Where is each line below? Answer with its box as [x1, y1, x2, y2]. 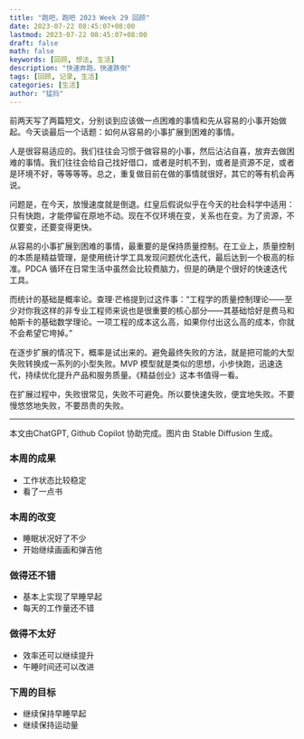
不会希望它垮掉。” [9, 327, 73, 338]
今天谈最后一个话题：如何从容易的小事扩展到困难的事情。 [24, 126, 240, 137]
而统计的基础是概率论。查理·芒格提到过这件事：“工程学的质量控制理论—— [9, 293, 285, 304]
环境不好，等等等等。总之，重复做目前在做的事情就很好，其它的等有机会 [16, 168, 287, 179]
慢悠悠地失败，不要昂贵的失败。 [9, 400, 128, 411]
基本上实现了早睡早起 [22, 592, 102, 602]
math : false [9, 47, 54, 56]
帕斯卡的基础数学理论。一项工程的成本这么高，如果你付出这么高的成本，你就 [9, 316, 295, 327]
